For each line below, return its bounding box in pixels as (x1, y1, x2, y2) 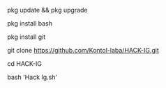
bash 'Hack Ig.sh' (7, 73, 58, 81)
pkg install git (7, 33, 46, 41)
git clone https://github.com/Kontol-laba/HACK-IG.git (7, 46, 159, 54)
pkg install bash (7, 19, 52, 27)
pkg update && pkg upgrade (7, 6, 89, 14)
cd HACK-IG (7, 60, 42, 68)
